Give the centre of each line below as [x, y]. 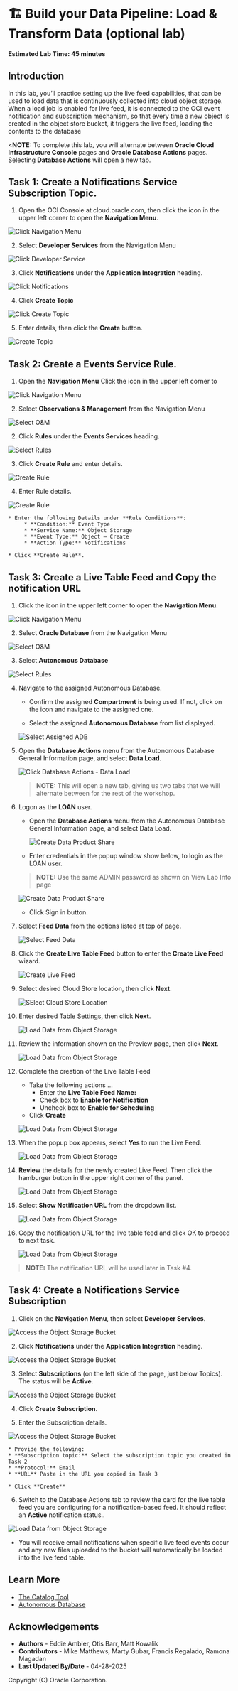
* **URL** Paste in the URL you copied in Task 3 [83, 1474]
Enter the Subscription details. [63, 1422]
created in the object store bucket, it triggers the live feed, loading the [110, 123]
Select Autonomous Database [63, 661]
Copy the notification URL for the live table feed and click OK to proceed [124, 1233]
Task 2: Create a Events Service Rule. [92, 364]
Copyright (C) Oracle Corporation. [58, 1680]
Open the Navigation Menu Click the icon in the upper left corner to [118, 382]
